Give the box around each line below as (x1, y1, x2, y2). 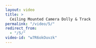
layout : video (5, 7, 35, 12)
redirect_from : (5, 26, 37, 31)
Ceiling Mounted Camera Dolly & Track (10, 16, 91, 21)
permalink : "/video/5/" (5, 21, 55, 26)
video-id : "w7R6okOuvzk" (5, 35, 57, 40)
